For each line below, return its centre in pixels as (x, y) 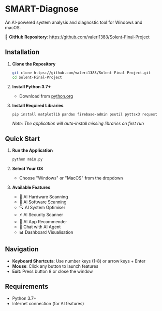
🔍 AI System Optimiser (42, 208)
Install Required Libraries (38, 105)
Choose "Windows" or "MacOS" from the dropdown (71, 178)
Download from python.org (46, 96)
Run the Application (32, 150)
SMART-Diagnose (42, 9)
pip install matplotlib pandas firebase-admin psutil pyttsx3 (76, 114)
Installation (22, 52)
